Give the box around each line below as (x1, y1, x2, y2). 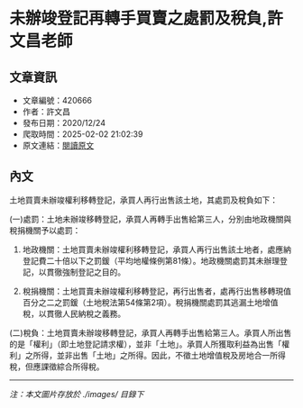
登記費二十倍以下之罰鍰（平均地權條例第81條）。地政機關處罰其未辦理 (22, 255, 280, 266)
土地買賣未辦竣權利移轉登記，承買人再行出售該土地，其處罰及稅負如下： (9, 195, 278, 205)
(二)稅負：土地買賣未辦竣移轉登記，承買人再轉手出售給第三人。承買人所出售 (9, 327, 292, 338)
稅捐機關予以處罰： (9, 224, 81, 235)
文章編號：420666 (22, 95, 93, 105)
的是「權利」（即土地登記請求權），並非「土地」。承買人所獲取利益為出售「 (9, 339, 282, 349)
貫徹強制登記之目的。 (46, 267, 126, 277)
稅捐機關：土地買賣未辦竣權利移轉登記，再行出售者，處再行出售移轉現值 (22, 286, 291, 296)
